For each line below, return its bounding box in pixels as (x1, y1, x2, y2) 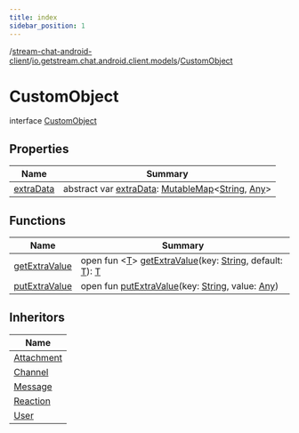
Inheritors (9, 310, 65, 325)
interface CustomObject (9, 116, 98, 126)
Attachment (13, 351, 62, 364)
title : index (9, 12, 58, 22)
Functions (9, 212, 67, 228)
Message (13, 380, 53, 392)
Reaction (13, 395, 51, 407)
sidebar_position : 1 (9, 21, 86, 30)
